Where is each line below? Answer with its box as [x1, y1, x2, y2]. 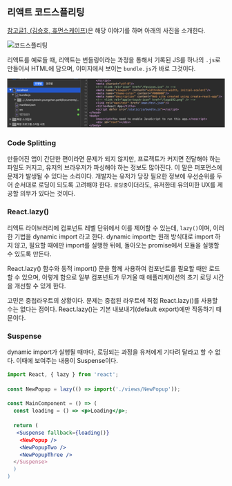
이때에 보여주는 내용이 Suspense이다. [16, 356, 119, 364]
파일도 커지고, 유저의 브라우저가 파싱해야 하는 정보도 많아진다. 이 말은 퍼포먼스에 [7, 163, 223, 171]
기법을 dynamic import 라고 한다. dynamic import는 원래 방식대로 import [14, 232, 214, 241]
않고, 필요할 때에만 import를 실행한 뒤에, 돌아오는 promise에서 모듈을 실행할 [14, 241, 220, 249]
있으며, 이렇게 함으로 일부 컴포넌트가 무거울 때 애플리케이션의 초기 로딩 [21, 272, 212, 281]
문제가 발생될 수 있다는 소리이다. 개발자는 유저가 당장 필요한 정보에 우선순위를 [7, 172, 215, 180]
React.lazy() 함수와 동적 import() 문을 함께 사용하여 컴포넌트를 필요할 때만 [7, 264, 208, 272]
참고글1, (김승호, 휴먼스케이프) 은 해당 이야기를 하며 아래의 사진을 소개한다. [7, 26, 206, 35]
